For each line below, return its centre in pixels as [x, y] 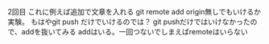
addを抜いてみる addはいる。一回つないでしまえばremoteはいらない [135, 32]
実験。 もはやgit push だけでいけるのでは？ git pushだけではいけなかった [129, 22]
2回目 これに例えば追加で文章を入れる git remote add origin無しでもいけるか [134, 12]
